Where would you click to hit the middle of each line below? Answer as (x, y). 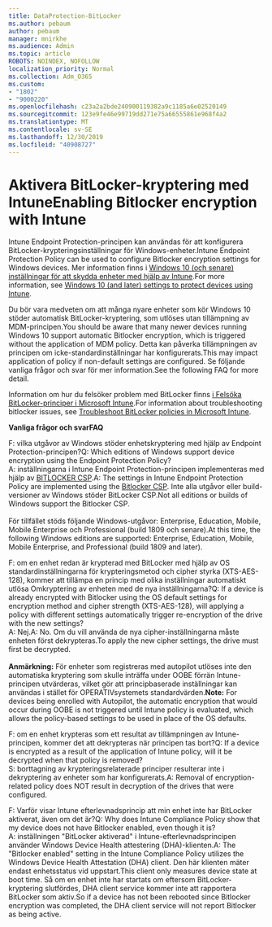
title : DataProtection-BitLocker (65, 16)
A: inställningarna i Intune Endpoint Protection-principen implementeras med (136, 470)
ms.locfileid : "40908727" (52, 144)
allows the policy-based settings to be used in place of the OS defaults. (128, 719)
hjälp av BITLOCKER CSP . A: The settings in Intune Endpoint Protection (126, 478)
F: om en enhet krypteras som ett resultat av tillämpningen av (111, 734)
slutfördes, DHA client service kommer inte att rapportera (140, 889)
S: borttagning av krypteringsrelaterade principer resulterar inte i (117, 769)
